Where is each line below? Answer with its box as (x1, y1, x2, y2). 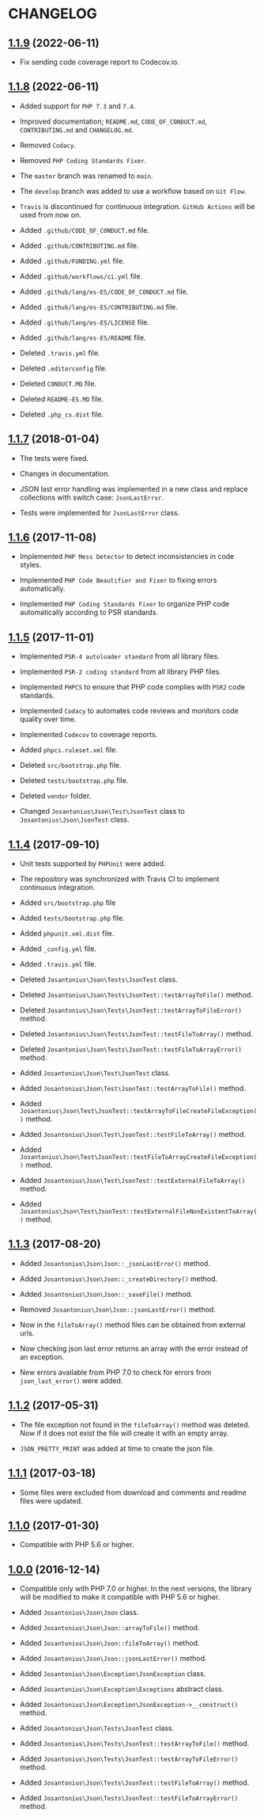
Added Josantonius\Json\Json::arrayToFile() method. (19, 1623, 200, 1633)
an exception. (19, 1351, 65, 1362)
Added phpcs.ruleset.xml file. (19, 745, 119, 755)
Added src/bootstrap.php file (19, 898, 116, 907)
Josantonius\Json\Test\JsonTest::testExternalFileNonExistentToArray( (19, 1208, 258, 1216)
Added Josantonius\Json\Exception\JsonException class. (19, 1669, 206, 1678)
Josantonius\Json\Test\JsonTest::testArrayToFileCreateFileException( (19, 1108, 258, 1116)
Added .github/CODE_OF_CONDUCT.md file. (19, 225, 150, 234)
